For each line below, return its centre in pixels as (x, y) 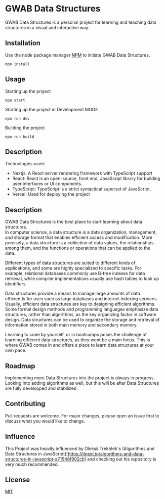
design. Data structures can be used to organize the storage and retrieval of (82, 320)
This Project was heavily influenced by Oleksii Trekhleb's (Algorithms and (80, 449)
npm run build (20, 136)
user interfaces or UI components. (47, 184)
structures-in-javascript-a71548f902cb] (46, 459)
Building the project (25, 128)
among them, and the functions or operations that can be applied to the (78, 248)
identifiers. (16, 284)
